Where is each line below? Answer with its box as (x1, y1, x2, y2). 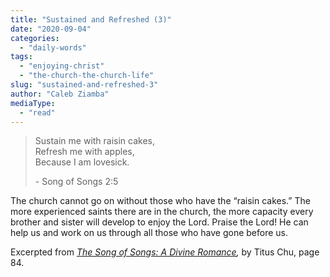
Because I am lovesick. (34, 156, 130, 168)
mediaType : (10, 98, 56, 108)
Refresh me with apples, (34, 146, 135, 158)
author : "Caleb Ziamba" (10, 89, 110, 99)
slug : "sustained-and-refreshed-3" (10, 80, 159, 90)
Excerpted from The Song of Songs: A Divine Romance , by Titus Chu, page (10, 246, 320, 258)
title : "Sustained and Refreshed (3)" (10, 14, 172, 25)
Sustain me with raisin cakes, (34, 135, 156, 147)
